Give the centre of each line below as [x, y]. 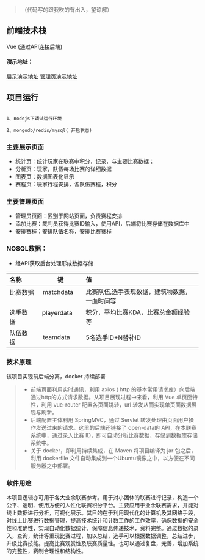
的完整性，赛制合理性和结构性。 [46, 551]
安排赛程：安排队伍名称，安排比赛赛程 [63, 231]
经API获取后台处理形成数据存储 [54, 263]
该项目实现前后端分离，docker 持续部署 [56, 377]
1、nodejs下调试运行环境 [34, 119]
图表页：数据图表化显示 [45, 177]
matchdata [58, 292]
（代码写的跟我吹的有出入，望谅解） [67, 9]
